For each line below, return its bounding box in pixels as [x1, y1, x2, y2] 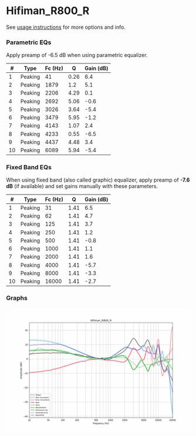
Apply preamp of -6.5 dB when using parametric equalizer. [6, 52, 148, 59]
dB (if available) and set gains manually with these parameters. [6, 183, 158, 190]
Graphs [6, 294, 28, 302]
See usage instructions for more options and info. [6, 24, 126, 31]
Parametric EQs [6, 38, 52, 46]
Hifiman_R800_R [6, 4, 90, 18]
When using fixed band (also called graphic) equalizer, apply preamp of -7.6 [6, 176, 190, 183]
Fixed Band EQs [6, 163, 52, 171]
